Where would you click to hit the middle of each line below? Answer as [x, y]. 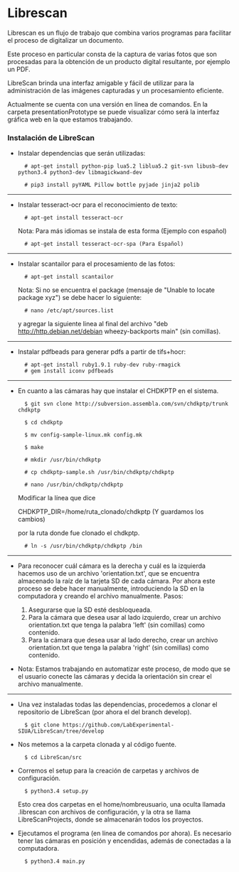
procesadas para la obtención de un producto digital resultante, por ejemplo [119, 61]
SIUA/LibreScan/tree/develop [61, 731]
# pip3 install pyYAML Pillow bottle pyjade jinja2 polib [112, 185]
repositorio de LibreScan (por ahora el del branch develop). [105, 712]
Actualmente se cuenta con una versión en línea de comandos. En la [108, 104]
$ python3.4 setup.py [57, 791]
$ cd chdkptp [44, 423]
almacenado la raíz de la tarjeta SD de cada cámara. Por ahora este [116, 581]
